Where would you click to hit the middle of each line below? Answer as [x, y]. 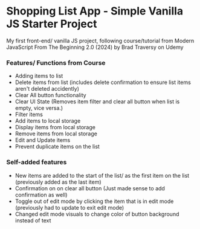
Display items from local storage [55, 127]
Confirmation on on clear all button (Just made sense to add [90, 188]
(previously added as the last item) [58, 182]
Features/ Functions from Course [56, 63]
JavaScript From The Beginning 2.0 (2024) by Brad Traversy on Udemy [95, 47]
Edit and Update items [43, 140]
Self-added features [37, 163]
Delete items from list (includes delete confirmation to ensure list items [103, 82]
